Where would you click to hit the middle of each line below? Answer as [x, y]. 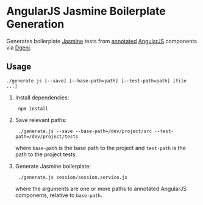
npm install [33, 109]
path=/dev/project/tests [47, 136]
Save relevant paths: [41, 120]
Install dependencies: [42, 97]
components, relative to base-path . [59, 195]
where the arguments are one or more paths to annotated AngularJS [101, 189]
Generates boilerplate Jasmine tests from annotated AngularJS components [101, 41]
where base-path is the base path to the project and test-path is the [100, 148]
